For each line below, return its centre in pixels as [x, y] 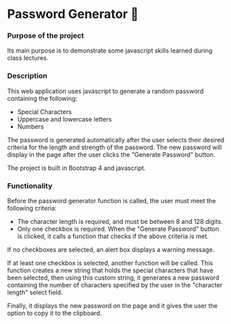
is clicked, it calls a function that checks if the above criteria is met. [113, 236]
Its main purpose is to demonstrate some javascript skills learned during [110, 50]
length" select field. [35, 292]
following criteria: [32, 208]
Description [27, 76]
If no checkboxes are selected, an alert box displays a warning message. [111, 250]
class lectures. [28, 58]
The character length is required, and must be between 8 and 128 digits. [120, 222]
